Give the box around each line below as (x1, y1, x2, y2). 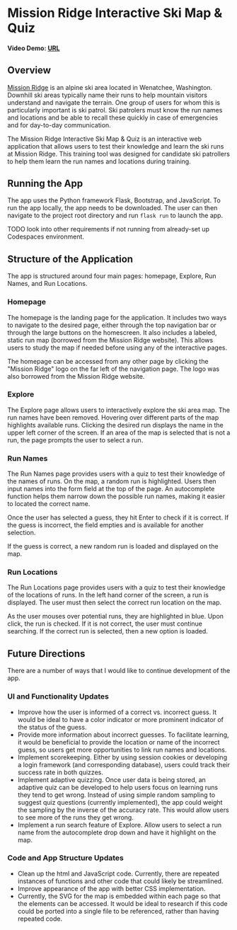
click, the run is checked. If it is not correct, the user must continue (7, 619, 203, 628)
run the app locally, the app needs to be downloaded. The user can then (7, 204, 218, 212)
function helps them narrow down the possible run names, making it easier (7, 492, 225, 500)
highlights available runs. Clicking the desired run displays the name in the (7, 420, 224, 429)
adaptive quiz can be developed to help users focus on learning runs (17, 783, 218, 791)
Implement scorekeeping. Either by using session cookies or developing (17, 752, 228, 762)
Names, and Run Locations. (7, 280, 88, 288)
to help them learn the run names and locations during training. (7, 157, 191, 166)
